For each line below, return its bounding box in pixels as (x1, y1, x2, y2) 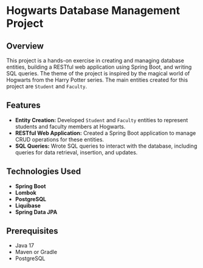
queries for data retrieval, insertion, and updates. (15, 148, 138, 156)
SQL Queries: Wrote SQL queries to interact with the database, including (15, 142, 198, 149)
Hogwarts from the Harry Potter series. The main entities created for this (6, 77, 188, 83)
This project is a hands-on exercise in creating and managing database (6, 57, 184, 64)
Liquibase (15, 202, 41, 209)
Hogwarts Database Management (6, 4, 181, 18)
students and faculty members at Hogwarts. (15, 123, 126, 130)
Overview (6, 41, 44, 51)
